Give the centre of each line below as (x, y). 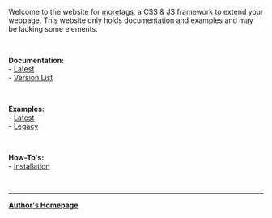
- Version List (31, 77)
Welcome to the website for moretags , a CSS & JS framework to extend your (136, 12)
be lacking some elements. (53, 29)
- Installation (29, 166)
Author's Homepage (43, 205)
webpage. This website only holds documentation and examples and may (131, 20)
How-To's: (26, 158)
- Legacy (23, 126)
